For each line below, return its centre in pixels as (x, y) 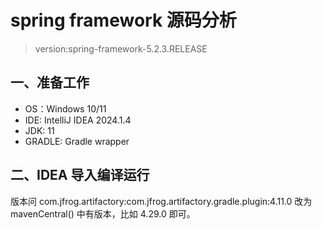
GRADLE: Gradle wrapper (77, 141)
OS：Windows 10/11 (65, 108)
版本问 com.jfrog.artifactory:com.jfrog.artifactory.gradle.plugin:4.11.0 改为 (161, 201)
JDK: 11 (39, 130)
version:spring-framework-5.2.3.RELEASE (121, 48)
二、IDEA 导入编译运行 (80, 175)
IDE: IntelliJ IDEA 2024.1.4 (78, 120)
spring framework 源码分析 (123, 20)
